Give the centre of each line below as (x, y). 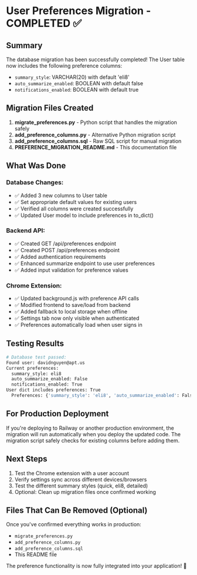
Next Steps (27, 459)
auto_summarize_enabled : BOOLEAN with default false (79, 83)
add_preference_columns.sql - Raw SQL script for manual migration (98, 141)
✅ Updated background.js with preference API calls (77, 299)
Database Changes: (35, 182)
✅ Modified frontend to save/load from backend (72, 305)
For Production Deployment (57, 414)
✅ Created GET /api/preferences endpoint (65, 243)
